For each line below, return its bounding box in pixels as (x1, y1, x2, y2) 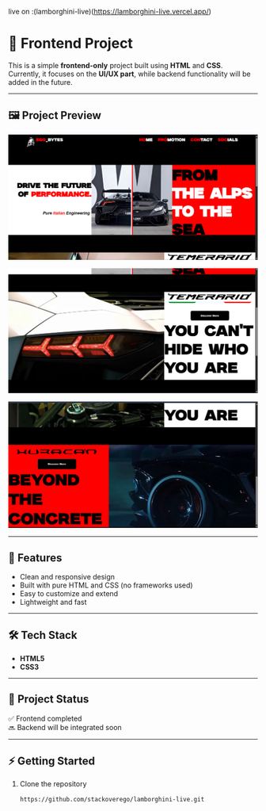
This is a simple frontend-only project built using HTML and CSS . (8, 60, 223, 70)
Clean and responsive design (19, 572, 116, 581)
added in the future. (8, 77, 73, 86)
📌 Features (8, 551, 63, 564)
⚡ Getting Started (8, 754, 95, 767)
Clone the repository (19, 779, 87, 789)
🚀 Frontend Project (8, 35, 133, 52)
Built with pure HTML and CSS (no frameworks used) (19, 580, 193, 590)
